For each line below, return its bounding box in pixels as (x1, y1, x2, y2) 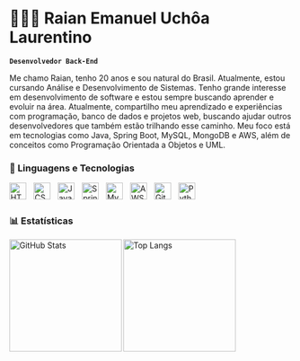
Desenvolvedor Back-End (9, 57, 99, 66)
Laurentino (9, 27, 93, 48)
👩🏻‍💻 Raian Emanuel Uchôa (9, 8, 210, 29)
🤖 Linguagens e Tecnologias (9, 162, 135, 174)
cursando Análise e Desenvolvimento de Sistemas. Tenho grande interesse (9, 82, 287, 92)
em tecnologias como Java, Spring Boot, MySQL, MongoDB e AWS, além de (9, 129, 291, 140)
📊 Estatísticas (9, 215, 74, 227)
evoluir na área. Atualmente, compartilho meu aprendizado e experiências (9, 101, 283, 111)
